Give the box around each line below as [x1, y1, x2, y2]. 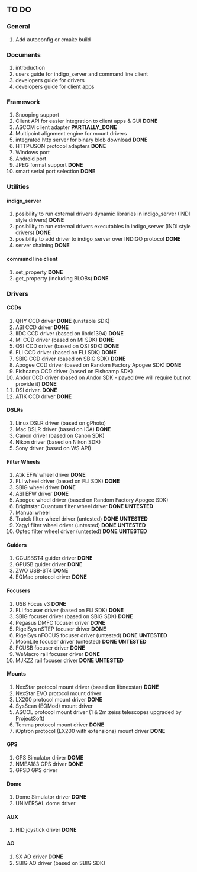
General [7, 22, 30, 31]
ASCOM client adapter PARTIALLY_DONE [15, 124, 117, 131]
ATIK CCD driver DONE [15, 393, 72, 400]
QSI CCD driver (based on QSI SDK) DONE [15, 343, 120, 350]
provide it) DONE [15, 380, 57, 387]
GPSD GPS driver [15, 766, 58, 774]
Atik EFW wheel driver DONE [15, 471, 86, 479]
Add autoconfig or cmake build [15, 35, 91, 43]
